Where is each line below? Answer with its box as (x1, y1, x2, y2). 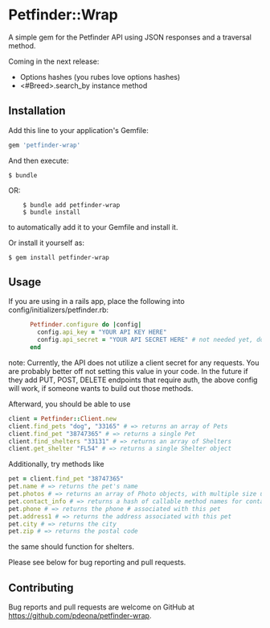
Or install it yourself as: (8, 238, 84, 247)
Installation (8, 104, 66, 118)
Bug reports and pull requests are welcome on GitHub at (8, 602, 195, 612)
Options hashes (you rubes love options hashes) (19, 72, 181, 81)
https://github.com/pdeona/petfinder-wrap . (8, 611, 152, 621)
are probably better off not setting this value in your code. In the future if (8, 366, 248, 376)
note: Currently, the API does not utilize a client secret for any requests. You (8, 357, 260, 368)
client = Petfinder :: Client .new (8, 414, 117, 422)
